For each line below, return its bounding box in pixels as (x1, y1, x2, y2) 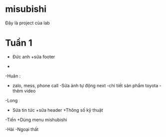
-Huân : (5, 73, 21, 79)
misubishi (5, 3, 47, 15)
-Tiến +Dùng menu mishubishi (5, 117, 67, 123)
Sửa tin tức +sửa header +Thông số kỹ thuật (12, 107, 103, 113)
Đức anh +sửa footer (12, 54, 55, 60)
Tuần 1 (5, 37, 32, 49)
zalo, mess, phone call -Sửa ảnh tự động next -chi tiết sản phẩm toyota (12, 82, 159, 88)
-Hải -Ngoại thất (5, 126, 39, 132)
